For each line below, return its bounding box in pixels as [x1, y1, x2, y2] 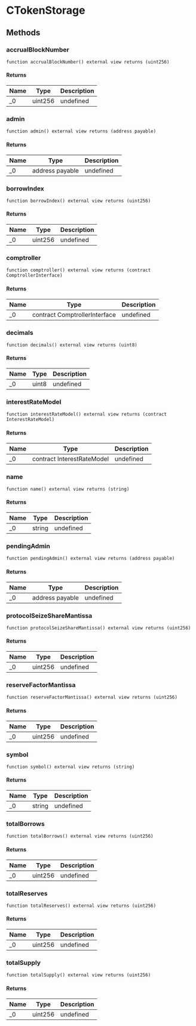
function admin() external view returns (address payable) [6, 128, 157, 135]
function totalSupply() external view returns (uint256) [6, 972, 151, 978]
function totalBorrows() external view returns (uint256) [6, 833, 154, 839]
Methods [6, 28, 41, 38]
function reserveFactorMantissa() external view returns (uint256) [6, 694, 178, 701]
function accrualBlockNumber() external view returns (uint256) [6, 59, 170, 65]
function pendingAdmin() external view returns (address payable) [6, 555, 175, 562]
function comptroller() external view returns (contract [6, 267, 151, 273]
